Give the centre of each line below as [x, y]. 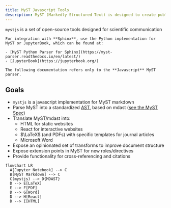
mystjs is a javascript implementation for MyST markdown [74, 102]
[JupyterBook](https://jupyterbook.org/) [54, 61]
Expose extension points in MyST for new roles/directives [73, 151]
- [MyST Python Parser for [34, 52]
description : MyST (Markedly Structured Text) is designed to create [81, 15]
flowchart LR [19, 166]
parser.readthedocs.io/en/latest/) [43, 57]
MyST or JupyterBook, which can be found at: [54, 43]
